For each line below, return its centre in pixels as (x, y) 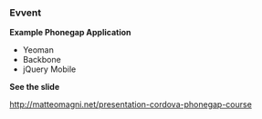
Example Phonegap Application (70, 33)
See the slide (35, 87)
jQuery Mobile (49, 69)
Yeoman (38, 50)
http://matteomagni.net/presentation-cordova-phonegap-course (131, 104)
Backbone (42, 60)
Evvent (26, 13)
